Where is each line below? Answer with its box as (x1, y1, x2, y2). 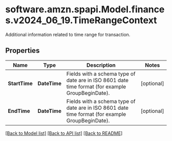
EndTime (8, 107, 30, 114)
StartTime (8, 79, 33, 87)
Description (86, 62, 116, 69)
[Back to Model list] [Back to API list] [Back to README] (5, 130, 123, 136)
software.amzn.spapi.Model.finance (5, 4, 165, 15)
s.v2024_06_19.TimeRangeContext (5, 14, 157, 26)
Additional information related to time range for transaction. (5, 31, 131, 37)
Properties (5, 46, 40, 55)
